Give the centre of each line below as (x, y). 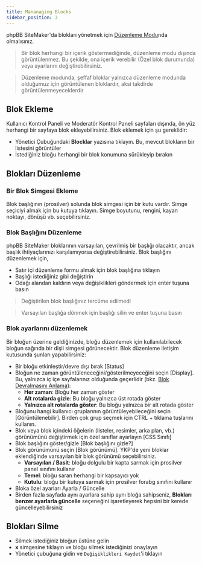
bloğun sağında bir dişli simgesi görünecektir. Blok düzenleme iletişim (93, 348)
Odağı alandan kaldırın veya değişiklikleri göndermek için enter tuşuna (102, 283)
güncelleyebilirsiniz (39, 507)
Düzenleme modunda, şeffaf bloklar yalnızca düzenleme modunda (103, 77)
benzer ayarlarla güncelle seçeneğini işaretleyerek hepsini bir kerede (102, 501)
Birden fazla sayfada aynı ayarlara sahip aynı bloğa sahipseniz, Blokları (103, 494)
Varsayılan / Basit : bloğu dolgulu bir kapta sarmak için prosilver (103, 462)
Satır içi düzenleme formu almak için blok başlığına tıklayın (87, 270)
